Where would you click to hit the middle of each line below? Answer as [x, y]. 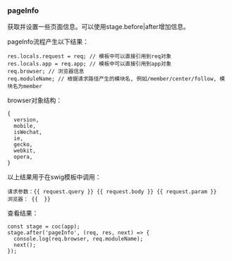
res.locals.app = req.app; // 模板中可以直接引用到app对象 [89, 64]
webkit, [25, 151]
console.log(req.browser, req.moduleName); [78, 239]
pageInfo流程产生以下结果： [48, 42]
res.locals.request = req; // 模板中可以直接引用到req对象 [89, 56]
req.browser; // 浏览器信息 [46, 72]
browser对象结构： [35, 100]
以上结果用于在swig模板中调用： [54, 177]
